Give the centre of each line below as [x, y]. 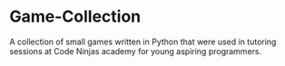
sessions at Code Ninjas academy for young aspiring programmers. [135, 51]
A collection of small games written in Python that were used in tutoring [143, 42]
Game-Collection [75, 17]
